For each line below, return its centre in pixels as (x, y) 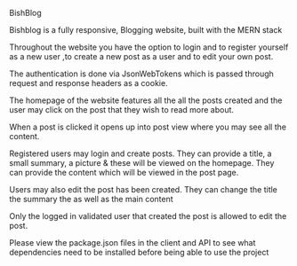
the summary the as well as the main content (91, 199)
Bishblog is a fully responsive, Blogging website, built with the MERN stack (146, 30)
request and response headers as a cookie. (88, 83)
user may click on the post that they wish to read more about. (121, 110)
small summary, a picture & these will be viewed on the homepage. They (142, 163)
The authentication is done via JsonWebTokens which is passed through (141, 74)
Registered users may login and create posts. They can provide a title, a (140, 153)
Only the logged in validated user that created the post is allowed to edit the (148, 216)
